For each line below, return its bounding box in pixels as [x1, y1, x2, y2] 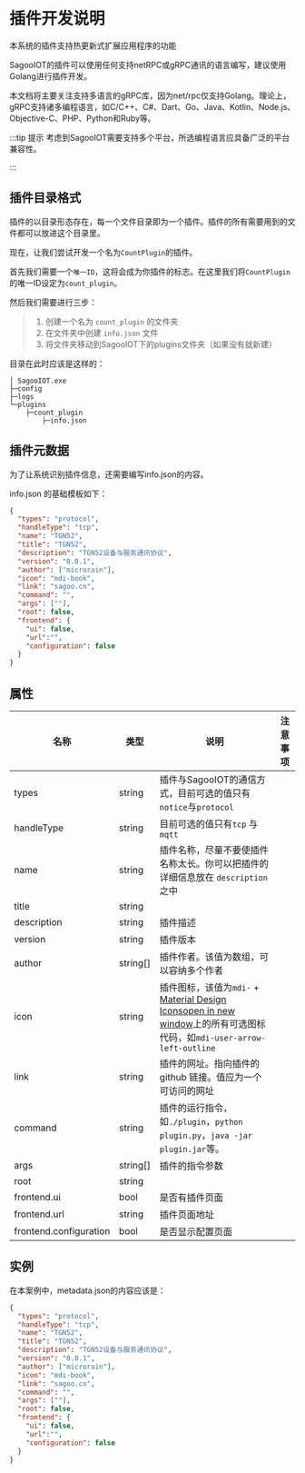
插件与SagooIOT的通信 [159, 773, 257, 786]
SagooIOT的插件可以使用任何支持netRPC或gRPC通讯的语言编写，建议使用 [9, 59, 287, 70]
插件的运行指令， [159, 1101, 233, 1114]
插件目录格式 [9, 190, 82, 205]
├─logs [9, 392, 34, 401]
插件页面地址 [159, 1209, 215, 1220]
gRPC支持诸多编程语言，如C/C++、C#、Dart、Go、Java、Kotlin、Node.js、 [9, 101, 296, 112]
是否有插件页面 [159, 1191, 224, 1204]
